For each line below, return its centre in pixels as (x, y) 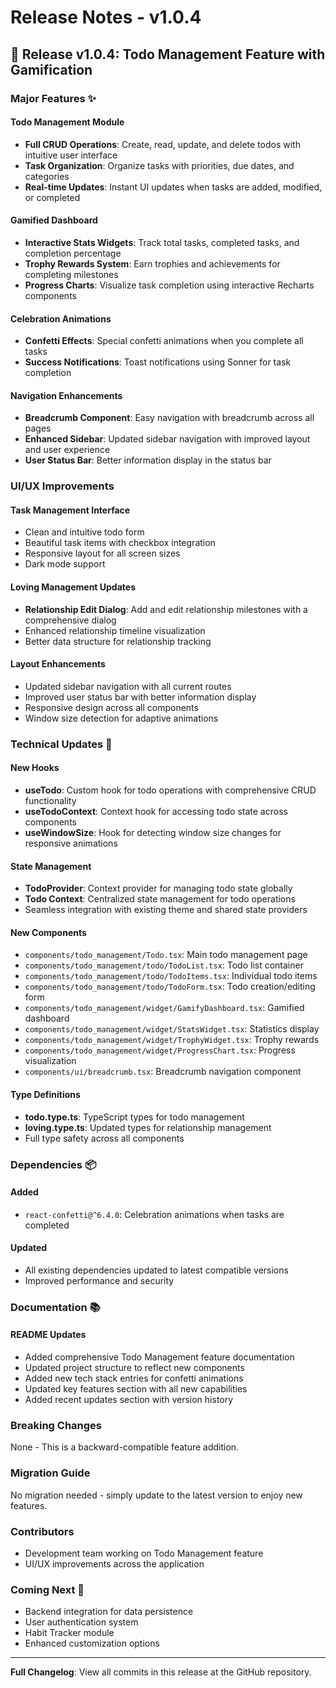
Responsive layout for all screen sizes (102, 553)
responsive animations (71, 843)
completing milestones (71, 274)
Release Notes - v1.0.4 (106, 17)
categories (47, 176)
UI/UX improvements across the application (114, 1563)
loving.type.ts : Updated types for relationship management (148, 1127)
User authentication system (81, 1622)
